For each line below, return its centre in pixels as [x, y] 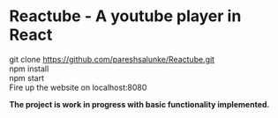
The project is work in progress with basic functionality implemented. [139, 104]
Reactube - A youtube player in [125, 16]
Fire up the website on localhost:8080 [78, 87]
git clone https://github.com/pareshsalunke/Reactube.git [112, 59]
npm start [27, 77]
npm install [29, 69]
